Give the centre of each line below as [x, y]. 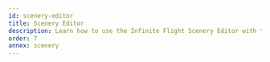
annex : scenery [34, 46]
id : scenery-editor [41, 16]
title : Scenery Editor [46, 23]
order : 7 [23, 38]
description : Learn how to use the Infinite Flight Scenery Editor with [133, 31]
